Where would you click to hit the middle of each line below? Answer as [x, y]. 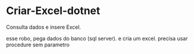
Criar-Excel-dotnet [53, 11]
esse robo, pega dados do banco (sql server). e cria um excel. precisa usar [97, 38]
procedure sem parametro [38, 45]
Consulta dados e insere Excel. [44, 27]
